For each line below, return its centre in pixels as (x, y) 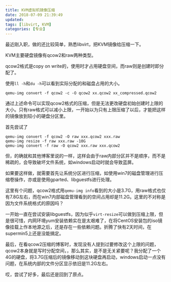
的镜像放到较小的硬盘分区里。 (37, 116)
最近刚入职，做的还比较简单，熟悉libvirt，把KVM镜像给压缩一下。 (75, 45)
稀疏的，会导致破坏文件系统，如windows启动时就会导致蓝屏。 (71, 163)
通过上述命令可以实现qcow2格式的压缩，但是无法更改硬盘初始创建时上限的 (84, 104)
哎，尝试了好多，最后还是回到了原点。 (46, 274)
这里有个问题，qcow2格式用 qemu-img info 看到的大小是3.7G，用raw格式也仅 (85, 191)
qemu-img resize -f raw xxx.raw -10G (46, 142)
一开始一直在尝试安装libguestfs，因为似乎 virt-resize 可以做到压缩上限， (82, 214)
